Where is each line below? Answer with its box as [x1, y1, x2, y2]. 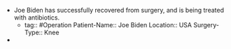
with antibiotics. [13, 13, 60, 22]
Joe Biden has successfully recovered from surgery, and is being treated [13, 6, 224, 14]
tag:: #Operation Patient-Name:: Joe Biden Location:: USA [24, 21, 192, 29]
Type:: [24, 28, 43, 36]
